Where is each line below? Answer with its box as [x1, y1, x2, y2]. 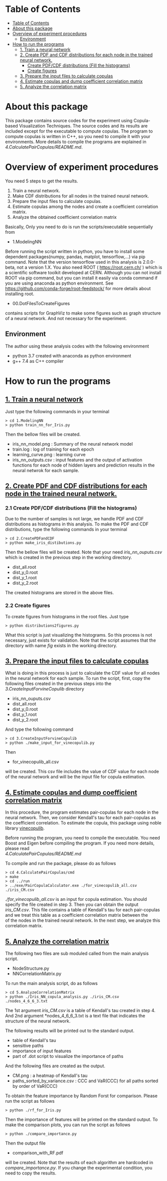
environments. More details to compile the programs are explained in [5, 139, 147, 145]
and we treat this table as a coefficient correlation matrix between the [5, 912, 148, 918]
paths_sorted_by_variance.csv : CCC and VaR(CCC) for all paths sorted [12, 1078, 159, 1084]
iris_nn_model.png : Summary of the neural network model [12, 441, 133, 447]
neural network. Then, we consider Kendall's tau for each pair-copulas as [5, 815, 156, 821]
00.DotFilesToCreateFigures [12, 300, 70, 306]
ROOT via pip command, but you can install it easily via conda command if [5, 275, 158, 281]
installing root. [5, 291, 34, 297]
